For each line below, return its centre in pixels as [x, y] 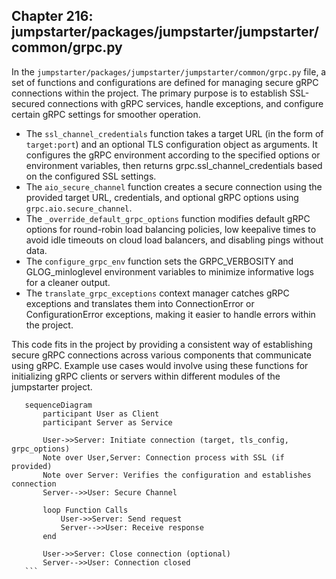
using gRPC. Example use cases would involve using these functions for [160, 365]
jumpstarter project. [52, 386]
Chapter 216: [52, 16]
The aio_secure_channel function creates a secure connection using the [174, 186]
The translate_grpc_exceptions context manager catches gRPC [157, 293]
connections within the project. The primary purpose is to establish [149, 93]
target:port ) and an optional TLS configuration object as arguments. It [171, 144]
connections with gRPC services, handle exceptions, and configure [185, 103]
